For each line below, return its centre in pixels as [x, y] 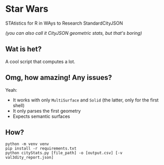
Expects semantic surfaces [41, 116]
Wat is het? [24, 49]
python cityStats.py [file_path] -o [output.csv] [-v [64, 153]
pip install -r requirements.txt [41, 149]
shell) [18, 105]
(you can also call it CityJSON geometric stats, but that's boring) [74, 33]
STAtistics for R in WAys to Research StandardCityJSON [64, 23]
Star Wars [27, 9]
